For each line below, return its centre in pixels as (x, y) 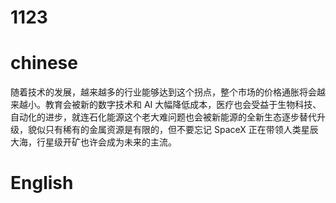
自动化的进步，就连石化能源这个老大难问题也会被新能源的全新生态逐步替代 (163, 117)
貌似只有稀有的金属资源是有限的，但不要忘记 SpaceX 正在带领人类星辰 (173, 130)
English (42, 183)
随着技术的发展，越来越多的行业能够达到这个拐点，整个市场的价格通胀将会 (163, 92)
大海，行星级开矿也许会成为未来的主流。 (93, 142)
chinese (44, 63)
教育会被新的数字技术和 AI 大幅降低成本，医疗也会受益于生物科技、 (183, 105)
